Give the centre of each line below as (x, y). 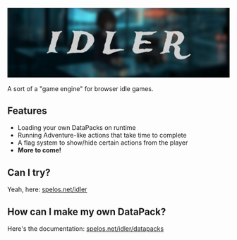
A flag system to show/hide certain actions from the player (103, 143)
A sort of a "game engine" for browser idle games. (80, 88)
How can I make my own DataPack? (87, 211)
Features (27, 110)
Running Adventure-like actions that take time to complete (102, 136)
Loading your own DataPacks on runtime (77, 128)
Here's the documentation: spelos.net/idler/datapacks (86, 228)
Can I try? (29, 173)
